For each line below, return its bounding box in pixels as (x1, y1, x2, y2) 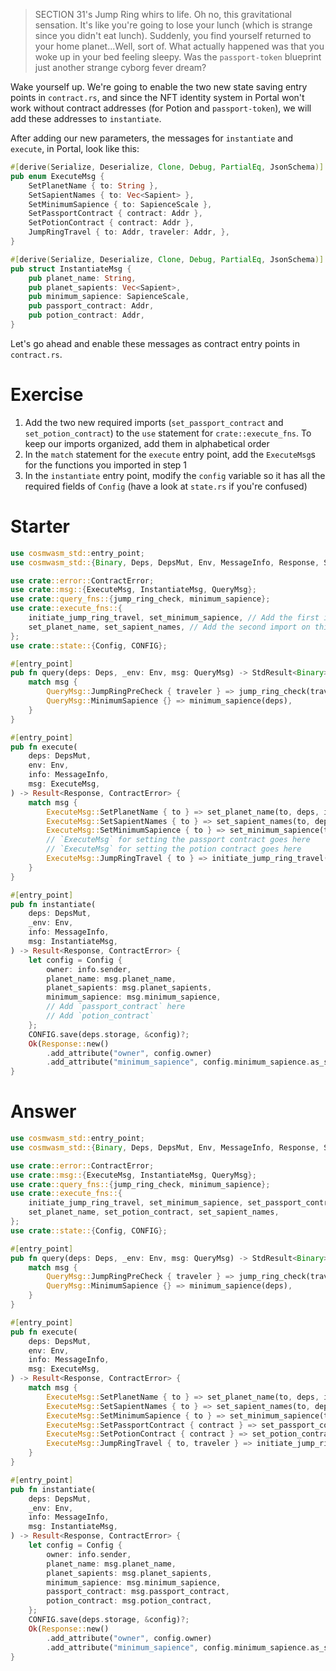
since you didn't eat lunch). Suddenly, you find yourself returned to (34, 30, 312, 41)
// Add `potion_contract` (46, 1011, 155, 1021)
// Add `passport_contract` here (46, 1002, 186, 1012)
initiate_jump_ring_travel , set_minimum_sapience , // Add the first (28, 613, 320, 623)
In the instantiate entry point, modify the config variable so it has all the (24, 469, 326, 481)
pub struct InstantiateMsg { (10, 264, 132, 274)
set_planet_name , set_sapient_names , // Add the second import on (28, 622, 311, 632)
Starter (10, 515, 70, 538)
